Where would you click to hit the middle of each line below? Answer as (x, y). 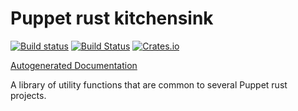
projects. (28, 95)
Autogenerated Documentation (74, 65)
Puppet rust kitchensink (112, 18)
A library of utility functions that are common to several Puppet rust (149, 84)
